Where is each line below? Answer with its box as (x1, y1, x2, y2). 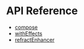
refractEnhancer (14, 36, 55, 43)
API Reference (6, 4, 78, 18)
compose (14, 24, 38, 31)
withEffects (14, 30, 43, 37)
